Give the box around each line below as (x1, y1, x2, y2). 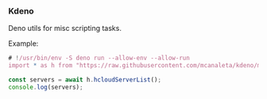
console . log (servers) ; (8, 83, 83, 91)
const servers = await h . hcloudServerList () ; (8, 76, 161, 84)
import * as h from (8, 62, 73, 70)
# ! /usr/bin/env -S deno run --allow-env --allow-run (8, 54, 191, 63)
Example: (8, 39, 39, 48)
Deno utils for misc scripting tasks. (8, 24, 122, 33)
